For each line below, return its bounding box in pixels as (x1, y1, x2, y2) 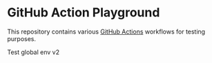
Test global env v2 (7, 48, 60, 56)
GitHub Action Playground (7, 5, 160, 21)
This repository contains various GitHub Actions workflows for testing (7, 27, 206, 36)
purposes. (7, 34, 37, 42)
